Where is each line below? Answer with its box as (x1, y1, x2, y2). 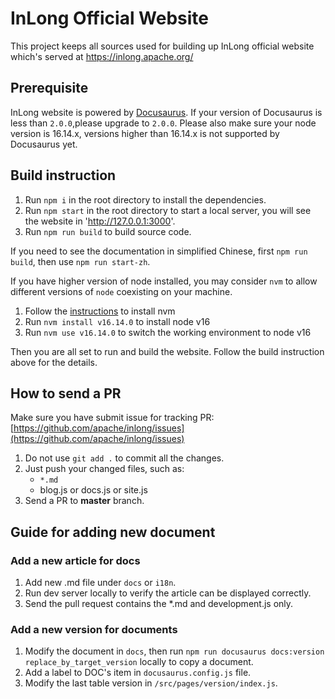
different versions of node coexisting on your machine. (10, 285, 233, 297)
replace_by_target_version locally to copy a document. (24, 656, 254, 668)
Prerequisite (10, 80, 89, 97)
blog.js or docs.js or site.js (39, 484, 148, 496)
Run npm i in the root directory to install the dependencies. (24, 193, 267, 206)
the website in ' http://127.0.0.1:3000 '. (24, 215, 176, 227)
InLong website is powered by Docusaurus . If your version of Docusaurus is (10, 106, 323, 118)
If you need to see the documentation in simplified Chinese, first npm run (10, 245, 308, 257)
